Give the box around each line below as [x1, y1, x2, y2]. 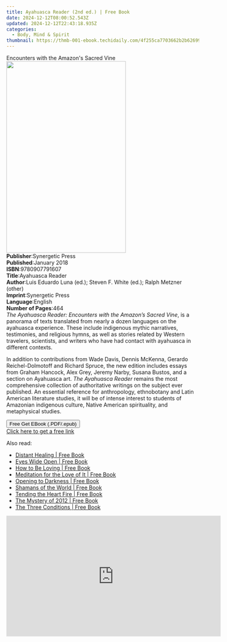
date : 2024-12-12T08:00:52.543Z [6, 15, 89, 21]
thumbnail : [6, 37, 34, 44]
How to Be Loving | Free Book [15, 464, 91, 472]
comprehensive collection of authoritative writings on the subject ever [6, 381, 183, 389]
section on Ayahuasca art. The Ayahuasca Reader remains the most [6, 375, 178, 382]
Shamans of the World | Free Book [15, 484, 102, 491]
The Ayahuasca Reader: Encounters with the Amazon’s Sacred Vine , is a [6, 311, 190, 318]
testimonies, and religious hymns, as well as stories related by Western [6, 331, 185, 338]
